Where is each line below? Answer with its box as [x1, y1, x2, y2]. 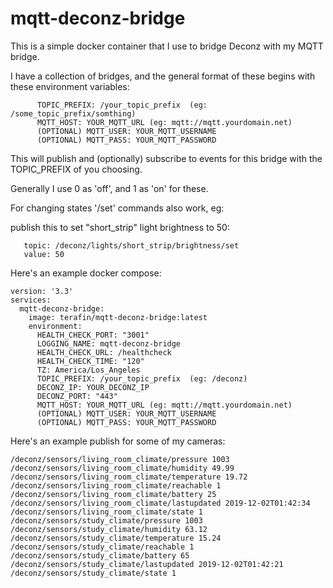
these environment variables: [10, 80, 130, 92]
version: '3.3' [10, 286, 74, 296]
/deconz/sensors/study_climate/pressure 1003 [10, 515, 203, 526]
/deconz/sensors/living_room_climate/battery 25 [10, 489, 217, 499]
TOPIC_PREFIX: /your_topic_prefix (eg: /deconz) [36, 373, 248, 384]
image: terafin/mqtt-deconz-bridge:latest [28, 312, 208, 322]
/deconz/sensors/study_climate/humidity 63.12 [10, 524, 208, 534]
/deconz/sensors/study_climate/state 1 [10, 568, 177, 578]
